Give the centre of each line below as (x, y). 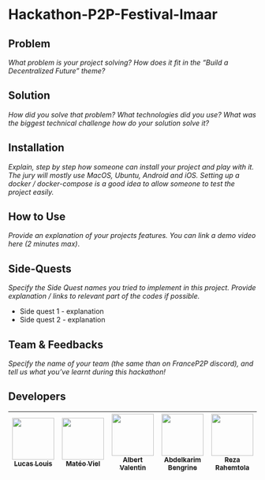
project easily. (31, 192)
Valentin (133, 467)
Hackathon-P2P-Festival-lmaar (113, 15)
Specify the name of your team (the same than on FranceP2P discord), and (131, 363)
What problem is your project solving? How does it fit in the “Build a (118, 62)
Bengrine (183, 467)
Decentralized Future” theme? (57, 71)
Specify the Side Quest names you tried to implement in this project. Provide (132, 288)
